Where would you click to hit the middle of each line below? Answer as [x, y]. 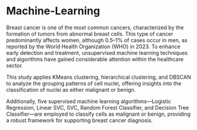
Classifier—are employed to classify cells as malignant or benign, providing [98, 114]
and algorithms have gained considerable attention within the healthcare [95, 59]
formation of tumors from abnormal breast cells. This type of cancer [90, 33]
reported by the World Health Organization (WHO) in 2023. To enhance [93, 47]
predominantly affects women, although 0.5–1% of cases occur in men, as [97, 40]
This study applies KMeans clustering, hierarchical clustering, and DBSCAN [99, 77]
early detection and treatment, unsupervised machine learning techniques [97, 52]
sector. [15, 65]
